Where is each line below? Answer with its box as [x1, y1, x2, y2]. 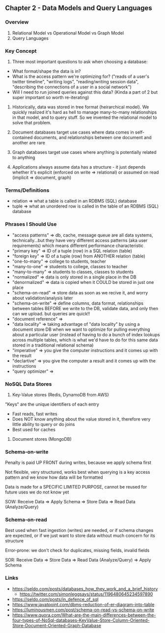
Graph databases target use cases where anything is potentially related [12, 149, 157, 155]
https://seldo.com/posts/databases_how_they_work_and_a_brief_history [12, 586, 158, 592]
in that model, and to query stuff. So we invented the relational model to [12, 114, 157, 120]
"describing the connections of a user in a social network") [12, 84, 132, 90]
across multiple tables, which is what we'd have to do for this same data [12, 337, 158, 343]
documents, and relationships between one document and [33, 134, 152, 140]
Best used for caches [12, 426, 55, 432]
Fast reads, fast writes [12, 411, 57, 417]
